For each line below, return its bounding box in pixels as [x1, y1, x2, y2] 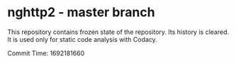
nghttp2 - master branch [7, 4, 155, 21]
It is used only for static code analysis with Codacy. [7, 35, 157, 43]
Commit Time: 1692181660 [7, 49, 85, 57]
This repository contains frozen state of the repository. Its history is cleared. [7, 28, 229, 36]
